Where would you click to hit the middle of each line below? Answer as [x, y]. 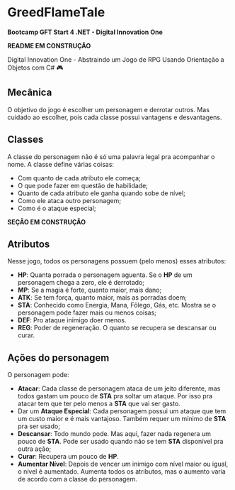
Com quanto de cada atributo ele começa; [79, 178]
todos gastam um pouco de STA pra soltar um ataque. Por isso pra [115, 396]
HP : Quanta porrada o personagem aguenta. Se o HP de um [105, 275]
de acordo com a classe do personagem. [78, 479]
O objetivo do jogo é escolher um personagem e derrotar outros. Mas [109, 109]
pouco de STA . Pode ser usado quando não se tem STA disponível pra [120, 442]
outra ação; [34, 449]
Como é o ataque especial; [57, 208]
